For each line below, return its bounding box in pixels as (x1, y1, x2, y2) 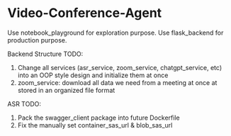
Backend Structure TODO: (7, 50, 84, 58)
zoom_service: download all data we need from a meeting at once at (17, 78, 218, 86)
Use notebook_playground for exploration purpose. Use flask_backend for (7, 28, 224, 37)
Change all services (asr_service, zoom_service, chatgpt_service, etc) (17, 63, 222, 72)
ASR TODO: (7, 99, 41, 108)
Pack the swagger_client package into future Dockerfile (17, 113, 180, 122)
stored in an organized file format (17, 86, 115, 94)
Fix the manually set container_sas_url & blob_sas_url (17, 120, 173, 129)
